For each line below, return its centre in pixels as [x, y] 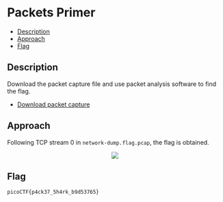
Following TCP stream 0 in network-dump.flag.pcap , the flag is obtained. [108, 142]
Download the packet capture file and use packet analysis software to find [112, 84]
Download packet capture [53, 104]
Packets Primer [51, 13]
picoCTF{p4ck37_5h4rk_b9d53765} [53, 192]
